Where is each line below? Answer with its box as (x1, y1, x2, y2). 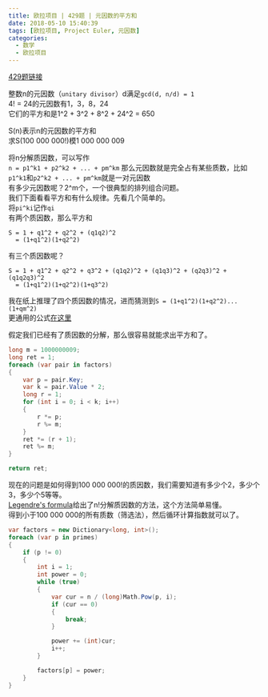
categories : (8, 34, 48, 42)
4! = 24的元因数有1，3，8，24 (8, 99, 109, 108)
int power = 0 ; (37, 571, 88, 579)
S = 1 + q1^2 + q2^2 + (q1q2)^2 (8, 229, 116, 237)
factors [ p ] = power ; (37, 666, 106, 675)
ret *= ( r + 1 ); (22, 435, 78, 443)
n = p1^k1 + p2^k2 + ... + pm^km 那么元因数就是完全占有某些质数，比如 (8, 163, 248, 172)
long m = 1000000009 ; (8, 346, 81, 354)
